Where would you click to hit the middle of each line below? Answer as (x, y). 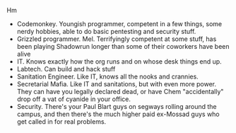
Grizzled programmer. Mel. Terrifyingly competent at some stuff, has (117, 39)
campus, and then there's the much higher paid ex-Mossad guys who (118, 114)
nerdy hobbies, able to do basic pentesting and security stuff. (106, 31)
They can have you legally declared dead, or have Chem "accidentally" (120, 92)
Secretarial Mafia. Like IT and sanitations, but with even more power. (117, 84)
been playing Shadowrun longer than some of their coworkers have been (123, 46)
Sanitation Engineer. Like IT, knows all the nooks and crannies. (107, 76)
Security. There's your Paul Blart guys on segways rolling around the (117, 106)
